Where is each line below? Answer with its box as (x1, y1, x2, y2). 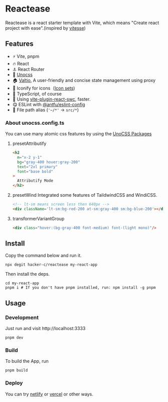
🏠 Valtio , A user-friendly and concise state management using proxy (12, 77, 156, 83)
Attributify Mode (17, 178, 54, 184)
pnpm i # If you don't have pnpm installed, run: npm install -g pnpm (5, 285, 156, 290)
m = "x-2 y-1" (17, 154, 42, 160)
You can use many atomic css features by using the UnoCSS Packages (5, 131, 152, 137)
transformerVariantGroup (12, 215, 65, 221)
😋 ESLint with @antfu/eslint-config (12, 101, 85, 107)
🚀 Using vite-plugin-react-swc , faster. (12, 96, 91, 102)
